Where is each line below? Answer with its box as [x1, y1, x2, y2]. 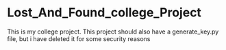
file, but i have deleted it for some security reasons [7, 34, 151, 42]
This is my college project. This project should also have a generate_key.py [7, 27, 219, 36]
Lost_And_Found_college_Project [7, 5, 202, 21]
